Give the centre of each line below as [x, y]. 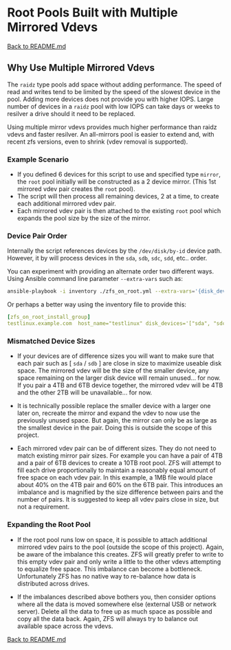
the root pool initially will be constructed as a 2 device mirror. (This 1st [117, 182]
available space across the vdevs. [65, 626]
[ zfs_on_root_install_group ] [49, 317]
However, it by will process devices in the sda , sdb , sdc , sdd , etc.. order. [107, 258]
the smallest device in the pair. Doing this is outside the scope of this [114, 428]
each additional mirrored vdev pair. [66, 203]
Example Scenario [38, 159]
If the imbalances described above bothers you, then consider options [117, 596]
